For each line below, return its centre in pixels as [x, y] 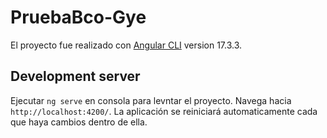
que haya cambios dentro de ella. [79, 122]
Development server [75, 76]
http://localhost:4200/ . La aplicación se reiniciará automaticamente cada [164, 111]
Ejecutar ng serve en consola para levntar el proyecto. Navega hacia [151, 100]
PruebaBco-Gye [78, 17]
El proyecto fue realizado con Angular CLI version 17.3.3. [126, 45]
